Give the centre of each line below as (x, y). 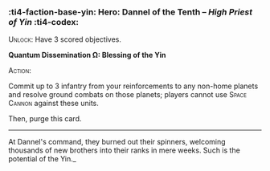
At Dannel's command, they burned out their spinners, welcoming (117, 142)
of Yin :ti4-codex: (43, 22)
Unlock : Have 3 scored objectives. (65, 39)
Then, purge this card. (45, 119)
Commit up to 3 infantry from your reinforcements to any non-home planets (133, 86)
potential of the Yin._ (42, 159)
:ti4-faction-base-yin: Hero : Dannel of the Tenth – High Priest (131, 12)
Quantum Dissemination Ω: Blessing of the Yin (87, 55)
